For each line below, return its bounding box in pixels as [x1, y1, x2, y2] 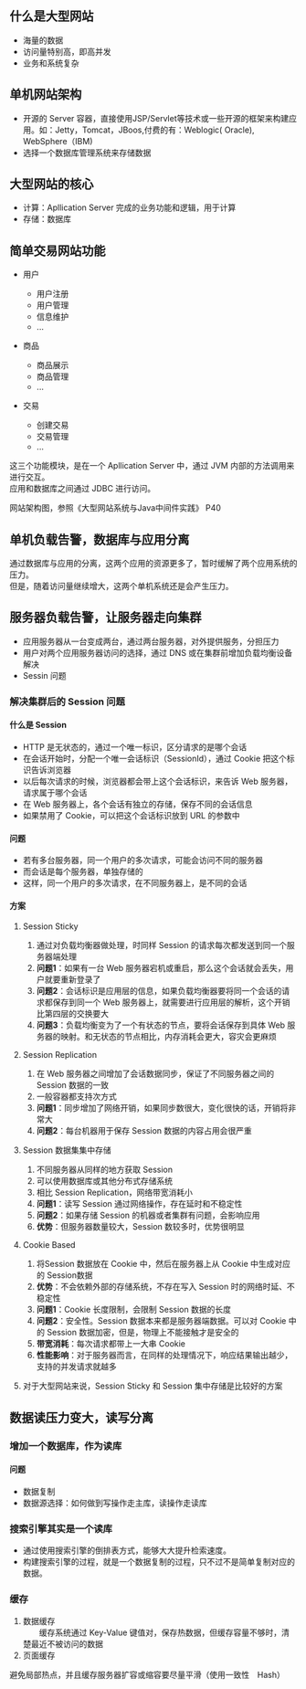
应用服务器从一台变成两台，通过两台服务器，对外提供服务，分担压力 [22, 636, 280, 647]
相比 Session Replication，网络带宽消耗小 [36, 1187, 194, 1198]
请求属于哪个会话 [22, 787, 88, 797]
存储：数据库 [22, 214, 71, 225]
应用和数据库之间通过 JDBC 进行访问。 [9, 483, 156, 494]
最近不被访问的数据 [30, 1638, 103, 1649]
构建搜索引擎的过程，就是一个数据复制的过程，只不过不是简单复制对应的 [22, 1557, 295, 1568]
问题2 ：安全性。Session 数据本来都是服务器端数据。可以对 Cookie [36, 1315, 287, 1326]
